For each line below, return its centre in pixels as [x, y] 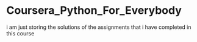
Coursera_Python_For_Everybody [94, 10]
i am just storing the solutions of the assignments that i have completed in [99, 27]
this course [20, 33]
